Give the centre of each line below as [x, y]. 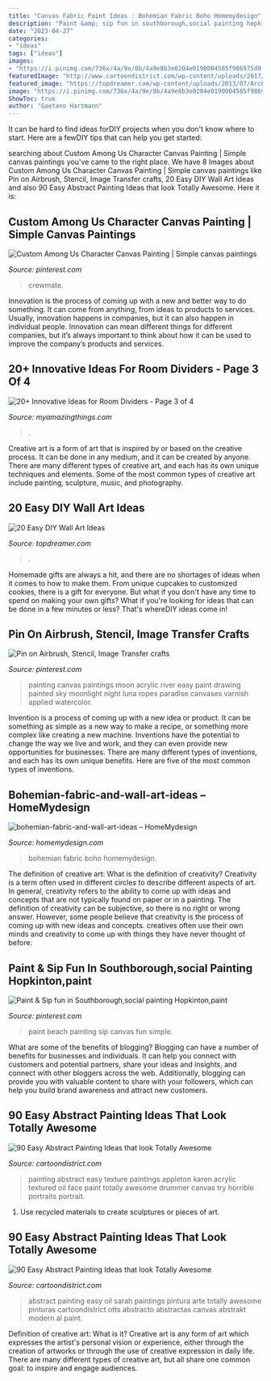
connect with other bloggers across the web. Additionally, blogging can [127, 1073]
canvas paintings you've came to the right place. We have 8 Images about [131, 162]
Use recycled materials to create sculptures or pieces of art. [120, 1212]
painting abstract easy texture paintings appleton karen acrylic [132, 1179]
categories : [28, 38]
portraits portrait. [56, 1196]
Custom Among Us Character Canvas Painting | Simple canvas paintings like [135, 171]
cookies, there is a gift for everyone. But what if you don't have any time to [132, 592]
